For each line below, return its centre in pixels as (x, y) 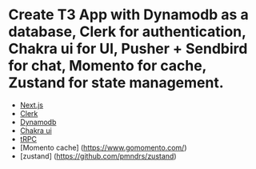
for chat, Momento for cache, (107, 66)
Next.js (32, 105)
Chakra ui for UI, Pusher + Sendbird (128, 49)
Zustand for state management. (116, 83)
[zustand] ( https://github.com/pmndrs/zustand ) (98, 156)
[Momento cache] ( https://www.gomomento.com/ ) (103, 147)
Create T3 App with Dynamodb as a (129, 15)
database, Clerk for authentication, (127, 32)
